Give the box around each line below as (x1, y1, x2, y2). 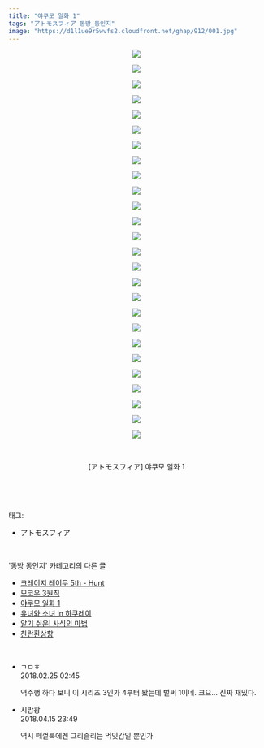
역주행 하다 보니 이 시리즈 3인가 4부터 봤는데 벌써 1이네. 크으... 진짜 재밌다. (19, 688, 258, 698)
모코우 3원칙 (19, 588, 60, 598)
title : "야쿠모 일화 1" (8, 11, 80, 20)
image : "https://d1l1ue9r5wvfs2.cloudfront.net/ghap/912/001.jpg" (8, 27, 238, 35)
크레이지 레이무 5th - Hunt (19, 578, 105, 588)
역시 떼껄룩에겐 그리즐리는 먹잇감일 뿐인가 (19, 731, 154, 741)
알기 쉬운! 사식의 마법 (19, 619, 88, 629)
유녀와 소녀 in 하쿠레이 (19, 608, 92, 618)
